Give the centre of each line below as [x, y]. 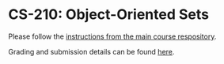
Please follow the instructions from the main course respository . [112, 36]
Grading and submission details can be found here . [91, 51]
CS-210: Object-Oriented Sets [109, 15]
